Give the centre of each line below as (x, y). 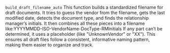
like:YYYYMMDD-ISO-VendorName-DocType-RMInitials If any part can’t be (84, 29)
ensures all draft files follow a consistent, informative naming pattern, (78, 39)
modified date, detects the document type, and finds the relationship (77, 18)
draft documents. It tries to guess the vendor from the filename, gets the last (85, 13)
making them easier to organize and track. (49, 45)
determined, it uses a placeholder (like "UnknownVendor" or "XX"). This (80, 34)
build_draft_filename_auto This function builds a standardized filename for (84, 7)
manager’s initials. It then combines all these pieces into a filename (75, 23)
